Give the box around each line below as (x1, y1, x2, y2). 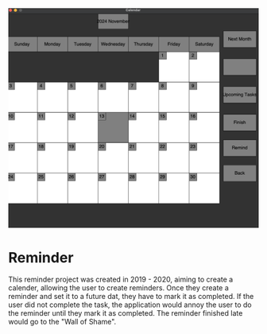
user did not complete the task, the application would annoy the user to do (8, 300, 252, 309)
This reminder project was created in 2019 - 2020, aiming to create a (8, 274, 234, 285)
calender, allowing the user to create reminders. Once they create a (8, 283, 229, 293)
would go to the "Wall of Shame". (8, 317, 117, 327)
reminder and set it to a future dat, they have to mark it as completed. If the (8, 292, 254, 301)
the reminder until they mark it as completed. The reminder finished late (8, 309, 243, 318)
